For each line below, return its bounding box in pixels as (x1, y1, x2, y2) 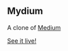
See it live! (7, 37, 36, 45)
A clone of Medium (7, 23, 61, 31)
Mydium (7, 5, 43, 17)
